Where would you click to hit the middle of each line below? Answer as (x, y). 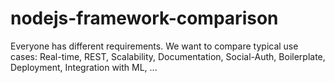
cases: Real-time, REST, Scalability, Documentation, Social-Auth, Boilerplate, (168, 56)
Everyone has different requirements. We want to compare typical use (154, 46)
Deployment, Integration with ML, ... (84, 67)
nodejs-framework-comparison (144, 18)
